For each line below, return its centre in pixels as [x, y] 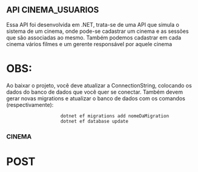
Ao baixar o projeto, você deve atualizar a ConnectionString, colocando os [99, 85]
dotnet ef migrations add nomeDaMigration [115, 116]
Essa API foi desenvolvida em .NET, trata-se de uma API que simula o [93, 24]
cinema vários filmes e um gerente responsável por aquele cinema [89, 44]
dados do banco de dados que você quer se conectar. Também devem [95, 92]
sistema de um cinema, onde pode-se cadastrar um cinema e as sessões [97, 31]
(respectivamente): [30, 105]
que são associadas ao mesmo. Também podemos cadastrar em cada [94, 37]
